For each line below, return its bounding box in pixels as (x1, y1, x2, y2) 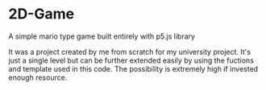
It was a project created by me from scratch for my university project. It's (8, 47, 251, 56)
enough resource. (8, 72, 68, 82)
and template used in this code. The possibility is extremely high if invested (8, 63, 259, 73)
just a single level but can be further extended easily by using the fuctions (8, 55, 254, 65)
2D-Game (8, 5, 75, 23)
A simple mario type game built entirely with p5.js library (8, 31, 196, 41)
